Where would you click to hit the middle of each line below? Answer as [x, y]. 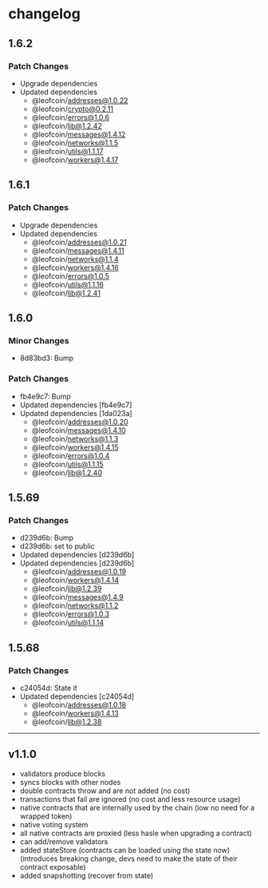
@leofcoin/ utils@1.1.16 [67, 284]
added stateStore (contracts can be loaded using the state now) [125, 850]
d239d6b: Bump [47, 538]
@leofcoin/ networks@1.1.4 [75, 259]
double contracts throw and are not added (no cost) [105, 791]
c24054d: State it [48, 688]
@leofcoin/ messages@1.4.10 [79, 430]
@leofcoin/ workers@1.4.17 [75, 160]
